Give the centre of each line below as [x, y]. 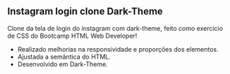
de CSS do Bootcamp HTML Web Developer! [72, 36]
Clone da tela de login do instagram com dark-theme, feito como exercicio [115, 28]
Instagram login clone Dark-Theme [85, 12]
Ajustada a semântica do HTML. [64, 57]
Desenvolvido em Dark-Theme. [62, 64]
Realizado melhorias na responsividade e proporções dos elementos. [118, 49]
